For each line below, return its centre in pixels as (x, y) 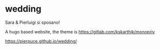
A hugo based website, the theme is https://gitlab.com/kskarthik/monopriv (80, 32)
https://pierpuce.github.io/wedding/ (41, 41)
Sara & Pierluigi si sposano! (33, 22)
